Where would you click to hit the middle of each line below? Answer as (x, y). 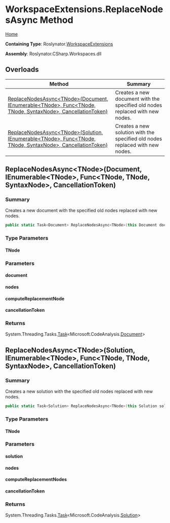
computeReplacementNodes (36, 479)
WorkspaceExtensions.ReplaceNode (84, 9)
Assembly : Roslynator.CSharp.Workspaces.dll (53, 54)
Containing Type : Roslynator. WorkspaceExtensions (59, 44)
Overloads (22, 70)
